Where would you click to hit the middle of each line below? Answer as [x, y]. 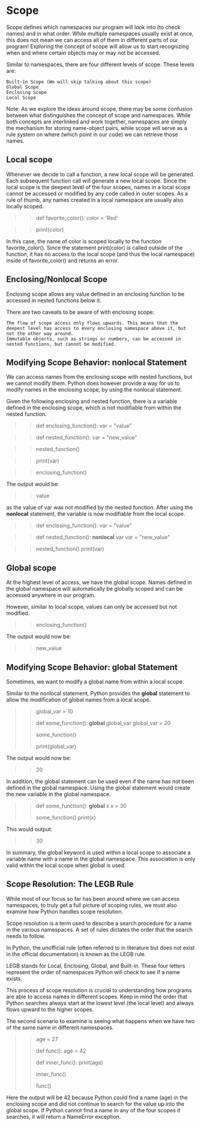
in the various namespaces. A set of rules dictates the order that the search [100, 929]
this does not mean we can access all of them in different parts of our [92, 40]
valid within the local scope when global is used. [66, 865]
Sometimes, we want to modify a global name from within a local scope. [95, 682]
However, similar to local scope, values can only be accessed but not [91, 607]
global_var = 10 [54, 711]
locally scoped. [25, 206]
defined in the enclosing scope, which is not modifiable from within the [94, 408]
